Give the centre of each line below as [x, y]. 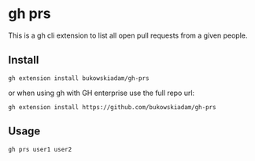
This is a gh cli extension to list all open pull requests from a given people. [128, 35]
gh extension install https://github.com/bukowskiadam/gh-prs [112, 107]
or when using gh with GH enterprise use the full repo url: [102, 93]
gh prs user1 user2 [40, 149]
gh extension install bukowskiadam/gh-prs [79, 78]
